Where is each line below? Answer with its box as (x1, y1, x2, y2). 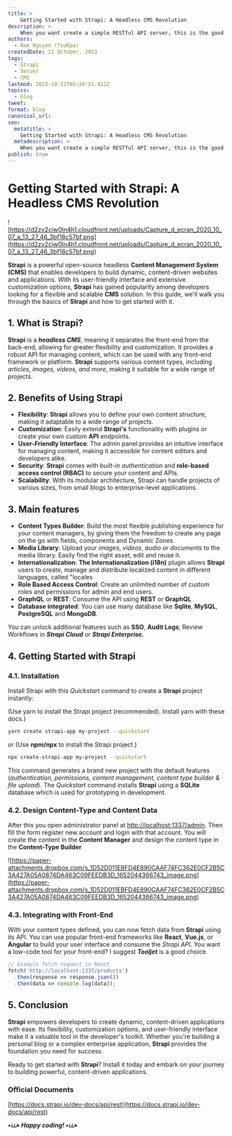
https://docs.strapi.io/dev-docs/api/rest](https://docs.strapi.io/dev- (10, 1100, 200, 1108)
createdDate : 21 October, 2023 (8, 49, 98, 56)
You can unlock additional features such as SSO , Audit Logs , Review (8, 623, 203, 631)
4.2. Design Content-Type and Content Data (8, 805, 158, 815)
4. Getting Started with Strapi (8, 650, 136, 662)
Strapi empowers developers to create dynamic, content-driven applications (8, 1018, 225, 1026)
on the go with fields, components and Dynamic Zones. (17, 537, 175, 545)
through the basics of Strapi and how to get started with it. (8, 297, 174, 305)
